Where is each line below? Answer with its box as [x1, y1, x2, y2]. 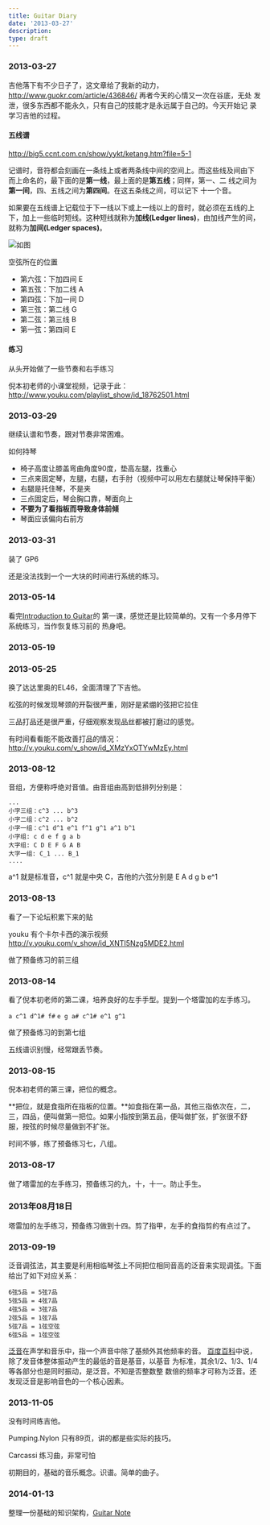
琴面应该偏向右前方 [19, 514, 84, 524]
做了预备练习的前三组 [8, 955, 79, 964]
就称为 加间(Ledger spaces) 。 [8, 222, 107, 232]
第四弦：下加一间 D [19, 294, 84, 304]
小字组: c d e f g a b [8, 833, 81, 841]
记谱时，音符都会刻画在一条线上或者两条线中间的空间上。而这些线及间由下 [8, 165, 255, 175]
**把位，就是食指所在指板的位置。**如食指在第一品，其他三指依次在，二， [8, 1101, 256, 1112]
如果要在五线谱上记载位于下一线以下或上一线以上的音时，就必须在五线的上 [8, 202, 255, 212]
